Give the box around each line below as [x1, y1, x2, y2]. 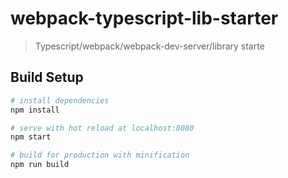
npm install [10, 105, 60, 115]
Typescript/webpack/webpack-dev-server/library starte [34, 40, 265, 52]
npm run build [10, 160, 70, 170]
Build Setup [10, 69, 84, 86]
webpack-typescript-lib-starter [10, 7, 279, 30]
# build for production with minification [10, 150, 190, 161]
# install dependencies [10, 95, 110, 106]
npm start [10, 132, 52, 142]
